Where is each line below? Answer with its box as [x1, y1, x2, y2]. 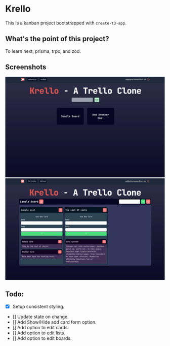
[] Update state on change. [12, 313, 69, 320]
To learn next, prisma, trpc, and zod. [5, 48, 81, 54]
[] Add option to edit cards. [12, 324, 69, 330]
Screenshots [5, 63, 47, 72]
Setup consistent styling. [12, 303, 65, 309]
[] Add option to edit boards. [12, 335, 72, 341]
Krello [5, 3, 31, 15]
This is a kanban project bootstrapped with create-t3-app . [5, 20, 126, 26]
